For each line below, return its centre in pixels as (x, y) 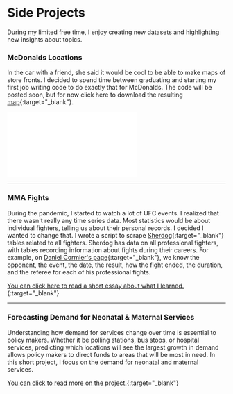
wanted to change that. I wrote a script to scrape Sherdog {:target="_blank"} (115, 235)
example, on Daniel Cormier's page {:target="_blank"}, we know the (103, 257)
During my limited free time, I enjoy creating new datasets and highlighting (113, 32)
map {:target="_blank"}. (41, 102)
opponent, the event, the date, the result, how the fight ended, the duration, (115, 265)
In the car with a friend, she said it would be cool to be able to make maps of (116, 73)
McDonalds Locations (45, 57)
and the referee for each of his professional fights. (79, 272)
